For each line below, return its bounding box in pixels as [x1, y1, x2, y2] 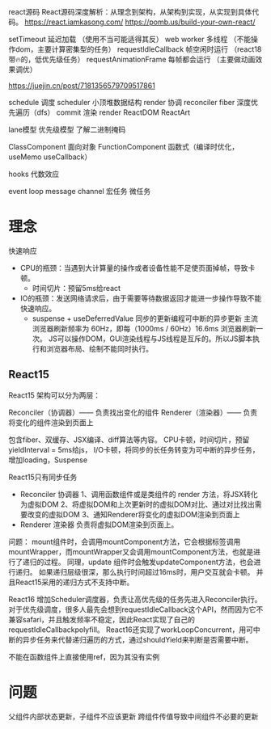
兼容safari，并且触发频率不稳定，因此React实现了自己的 [8, 614, 196, 624]
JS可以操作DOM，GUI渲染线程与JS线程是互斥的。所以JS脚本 [48, 334, 253, 343]
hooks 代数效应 [8, 169, 60, 179]
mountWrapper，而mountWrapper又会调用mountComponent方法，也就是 [8, 546, 254, 556]
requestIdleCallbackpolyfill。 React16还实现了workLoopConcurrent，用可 [8, 625, 253, 634]
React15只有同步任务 [8, 472, 78, 482]
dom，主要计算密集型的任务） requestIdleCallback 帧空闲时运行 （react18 [15, 44, 262, 54]
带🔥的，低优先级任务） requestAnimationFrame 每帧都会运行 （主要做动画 [8, 55, 256, 64]
